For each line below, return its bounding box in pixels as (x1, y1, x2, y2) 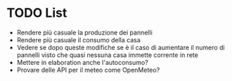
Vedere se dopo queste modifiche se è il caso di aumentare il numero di (16, 43, 226, 51)
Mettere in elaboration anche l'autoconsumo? (16, 58, 148, 66)
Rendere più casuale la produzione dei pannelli (16, 28, 153, 37)
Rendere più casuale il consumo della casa (16, 35, 141, 44)
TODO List (6, 5, 67, 21)
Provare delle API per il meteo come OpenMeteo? (16, 66, 160, 74)
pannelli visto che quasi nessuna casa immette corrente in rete (16, 51, 198, 59)
